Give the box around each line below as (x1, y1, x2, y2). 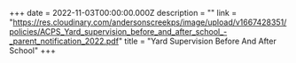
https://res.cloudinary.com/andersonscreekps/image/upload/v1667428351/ (12, 17, 287, 28)
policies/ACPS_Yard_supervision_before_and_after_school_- (9, 27, 228, 36)
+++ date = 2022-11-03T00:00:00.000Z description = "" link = (9, 8, 238, 18)
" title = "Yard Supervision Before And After (118, 35, 277, 46)
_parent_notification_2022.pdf (9, 35, 120, 46)
